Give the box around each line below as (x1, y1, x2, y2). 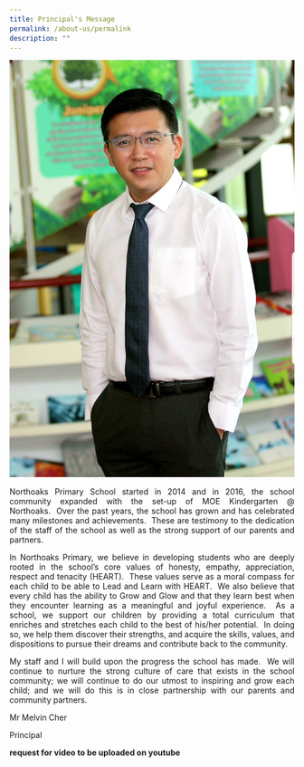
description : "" (9, 34, 71, 43)
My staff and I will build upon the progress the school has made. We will (9, 656, 295, 666)
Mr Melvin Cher (9, 712, 68, 723)
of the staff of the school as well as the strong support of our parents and (9, 524, 295, 535)
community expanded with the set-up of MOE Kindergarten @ (9, 495, 295, 506)
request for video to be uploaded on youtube (9, 747, 181, 758)
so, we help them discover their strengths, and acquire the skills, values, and (9, 628, 295, 639)
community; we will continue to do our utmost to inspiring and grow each (9, 675, 295, 686)
